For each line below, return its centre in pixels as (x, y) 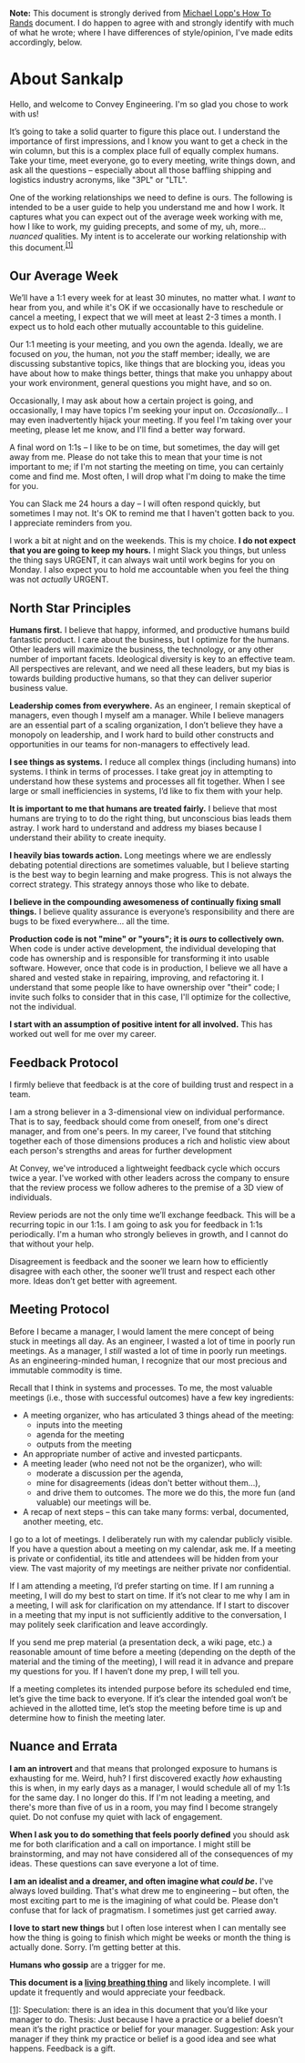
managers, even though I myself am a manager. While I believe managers (147, 716)
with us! (24, 114)
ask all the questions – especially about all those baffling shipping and (140, 170)
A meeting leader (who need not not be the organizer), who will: (142, 1463)
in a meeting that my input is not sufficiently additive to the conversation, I (148, 1614)
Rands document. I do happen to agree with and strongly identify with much (152, 23)
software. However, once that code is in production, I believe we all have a (149, 968)
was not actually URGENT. (59, 579)
